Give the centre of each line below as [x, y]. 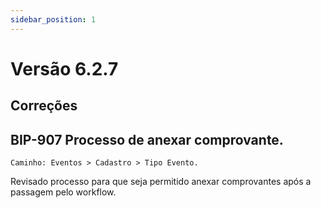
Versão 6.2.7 [64, 68]
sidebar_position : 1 [53, 19]
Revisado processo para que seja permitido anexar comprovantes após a [161, 182]
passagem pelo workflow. [63, 192]
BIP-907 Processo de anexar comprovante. [147, 139]
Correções [44, 106]
